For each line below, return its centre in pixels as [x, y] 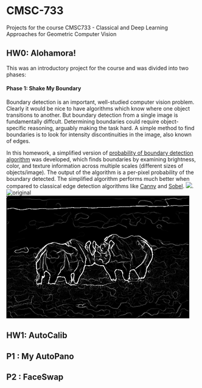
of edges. [18, 141]
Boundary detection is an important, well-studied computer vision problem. [100, 102]
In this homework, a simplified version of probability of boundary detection [100, 153]
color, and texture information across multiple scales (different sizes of [95, 166]
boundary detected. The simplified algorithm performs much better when [98, 178]
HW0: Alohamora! [41, 53]
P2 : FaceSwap [35, 377]
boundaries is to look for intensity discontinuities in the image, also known [99, 134]
